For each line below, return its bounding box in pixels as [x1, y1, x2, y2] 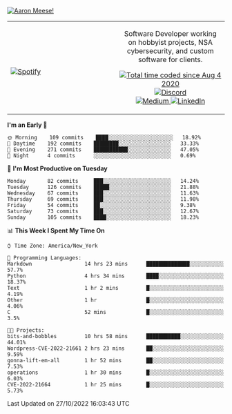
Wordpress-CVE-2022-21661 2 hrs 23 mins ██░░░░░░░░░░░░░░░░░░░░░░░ [7, 345, 224, 352]
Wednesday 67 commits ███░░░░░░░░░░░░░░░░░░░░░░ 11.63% [7, 190, 199, 197]
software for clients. [137, 55, 203, 64]
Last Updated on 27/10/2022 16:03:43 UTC [7, 400, 130, 407]
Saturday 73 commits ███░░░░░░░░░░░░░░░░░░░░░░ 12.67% [7, 208, 199, 215]
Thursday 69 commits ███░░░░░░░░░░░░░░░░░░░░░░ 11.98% [7, 196, 199, 203]
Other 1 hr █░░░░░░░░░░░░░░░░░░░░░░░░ [7, 297, 224, 304]
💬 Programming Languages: [7, 255, 81, 262]
